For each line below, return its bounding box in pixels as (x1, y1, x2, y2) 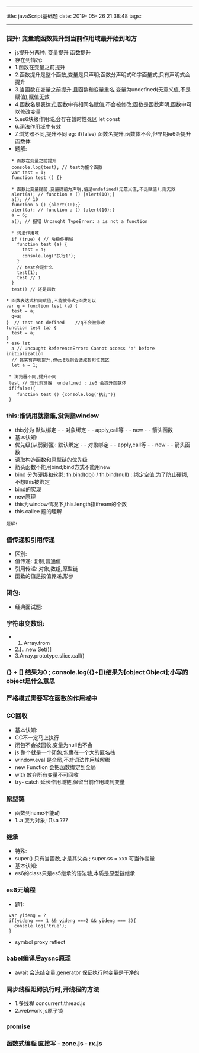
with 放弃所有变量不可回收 (14, 771, 79, 778)
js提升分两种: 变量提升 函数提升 (14, 49, 91, 56)
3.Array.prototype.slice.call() (14, 652, 85, 659)
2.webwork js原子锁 (14, 1007, 63, 1014)
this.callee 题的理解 (14, 508, 62, 515)
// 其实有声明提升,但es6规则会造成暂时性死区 (11, 357, 110, 363)
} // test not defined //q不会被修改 (6, 320, 105, 326)
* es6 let (6, 340, 31, 347)
